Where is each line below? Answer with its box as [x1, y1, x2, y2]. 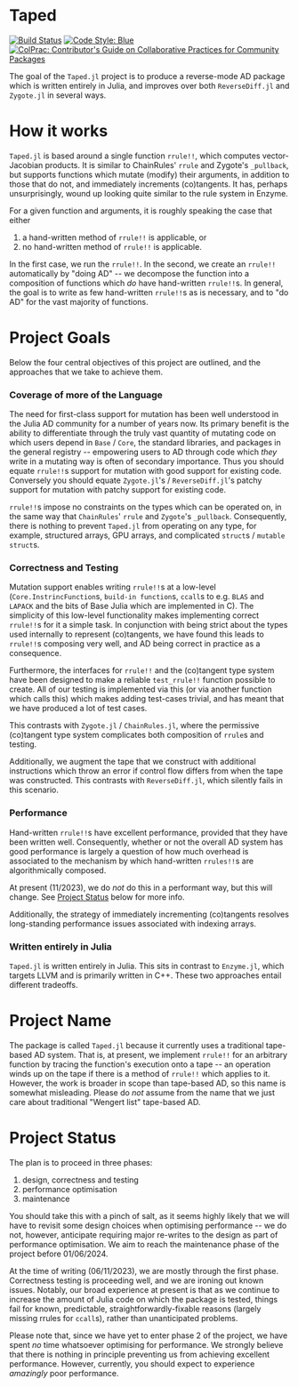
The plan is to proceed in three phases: [9, 1157, 153, 1167]
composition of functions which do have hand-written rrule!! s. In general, [9, 277, 284, 288]
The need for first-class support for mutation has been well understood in [9, 409, 279, 420]
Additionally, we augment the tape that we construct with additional [9, 757, 256, 767]
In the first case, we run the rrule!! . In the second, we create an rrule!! [9, 259, 277, 269]
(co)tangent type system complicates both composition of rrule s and [9, 730, 264, 741]
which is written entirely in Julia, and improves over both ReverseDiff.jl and [9, 80, 290, 91]
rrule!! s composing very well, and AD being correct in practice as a [9, 638, 261, 649]
